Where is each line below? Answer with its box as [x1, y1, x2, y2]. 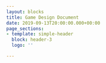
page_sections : [6, 25, 44, 32]
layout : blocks [6, 8, 44, 15]
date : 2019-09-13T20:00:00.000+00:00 [6, 20, 101, 26]
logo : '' [11, 43, 34, 49]
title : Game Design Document [6, 14, 79, 20]
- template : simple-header [6, 31, 74, 37]
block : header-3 [11, 37, 52, 43]
